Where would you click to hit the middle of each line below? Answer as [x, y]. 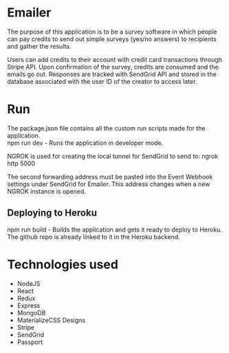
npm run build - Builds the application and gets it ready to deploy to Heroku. [115, 229]
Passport [30, 342]
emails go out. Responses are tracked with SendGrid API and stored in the [112, 74]
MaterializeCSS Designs [51, 320]
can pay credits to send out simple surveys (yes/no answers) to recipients [112, 38]
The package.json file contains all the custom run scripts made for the [106, 128]
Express [29, 305]
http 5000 [21, 163]
